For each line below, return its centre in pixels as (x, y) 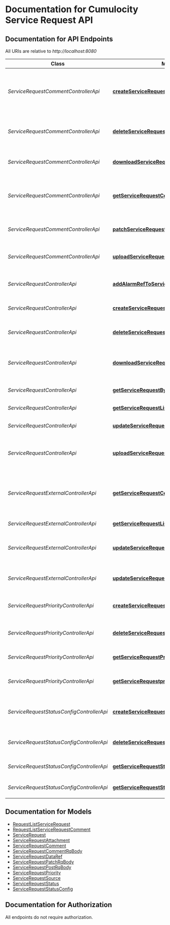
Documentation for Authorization (59, 905)
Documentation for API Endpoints (59, 39)
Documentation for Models (49, 812)
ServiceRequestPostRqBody (42, 867)
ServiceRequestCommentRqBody (47, 851)
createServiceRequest (140, 308)
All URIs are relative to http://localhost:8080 (51, 51)
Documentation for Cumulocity (72, 9)
